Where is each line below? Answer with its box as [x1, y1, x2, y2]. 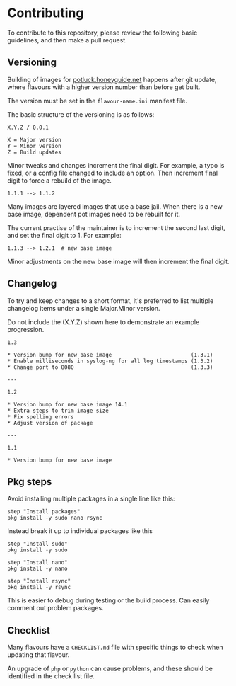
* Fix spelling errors [7, 413, 74, 421]
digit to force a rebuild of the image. [7, 176, 112, 185]
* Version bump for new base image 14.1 [7, 401, 129, 408]
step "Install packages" [7, 508, 81, 515]
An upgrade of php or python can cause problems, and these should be [7, 664, 213, 673]
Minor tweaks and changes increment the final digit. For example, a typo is [7, 161, 225, 169]
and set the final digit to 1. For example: [7, 231, 122, 239]
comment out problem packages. [7, 604, 104, 612]
